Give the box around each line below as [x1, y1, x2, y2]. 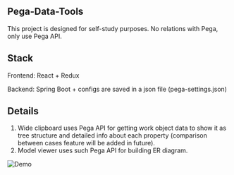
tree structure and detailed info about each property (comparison [17, 131, 208, 140]
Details [7, 105, 39, 117]
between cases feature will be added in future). [17, 139, 155, 147]
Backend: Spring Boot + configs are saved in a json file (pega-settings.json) [7, 85, 228, 93]
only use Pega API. [7, 32, 62, 40]
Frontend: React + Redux [7, 71, 80, 80]
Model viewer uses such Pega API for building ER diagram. [17, 146, 188, 155]
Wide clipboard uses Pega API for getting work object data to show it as [17, 123, 227, 133]
